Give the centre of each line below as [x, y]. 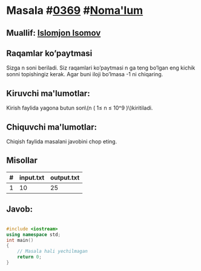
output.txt [65, 177]
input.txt [32, 177]
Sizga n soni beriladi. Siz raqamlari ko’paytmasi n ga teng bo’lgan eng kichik [101, 68]
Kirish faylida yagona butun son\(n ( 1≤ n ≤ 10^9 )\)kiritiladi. [80, 108]
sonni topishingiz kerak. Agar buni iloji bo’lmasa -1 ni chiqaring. [85, 74]
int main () [20, 240]
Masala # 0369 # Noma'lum [75, 11]
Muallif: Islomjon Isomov [54, 33]
